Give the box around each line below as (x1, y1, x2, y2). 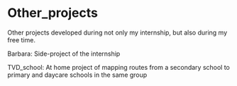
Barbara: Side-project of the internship (7, 49, 121, 58)
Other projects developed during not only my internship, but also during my (7, 28, 228, 37)
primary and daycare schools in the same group (7, 70, 148, 79)
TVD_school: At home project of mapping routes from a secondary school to (7, 63, 231, 71)
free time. (7, 35, 35, 44)
